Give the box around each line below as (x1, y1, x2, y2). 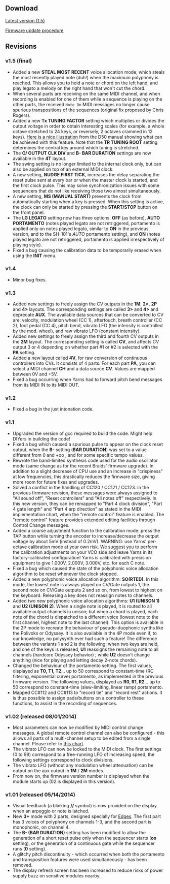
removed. (12, 862, 33, 868)
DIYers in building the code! (12, 435, 70, 441)
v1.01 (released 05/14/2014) (5, 791, 75, 798)
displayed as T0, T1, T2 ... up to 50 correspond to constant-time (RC (12, 668, 154, 674)
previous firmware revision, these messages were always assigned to (12, 490, 158, 496)
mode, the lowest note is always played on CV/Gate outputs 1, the (12, 581, 149, 587)
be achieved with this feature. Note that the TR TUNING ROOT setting (12, 139, 158, 145)
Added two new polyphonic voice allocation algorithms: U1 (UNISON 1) (12, 597, 160, 604)
